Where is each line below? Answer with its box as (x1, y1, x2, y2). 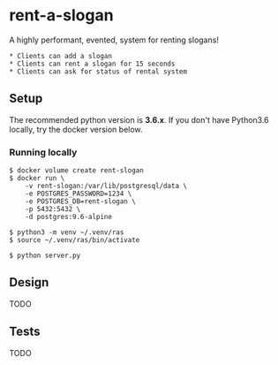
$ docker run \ (9, 174, 65, 183)
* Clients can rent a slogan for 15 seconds (9, 59, 176, 68)
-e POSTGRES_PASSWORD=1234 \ (25, 189, 132, 199)
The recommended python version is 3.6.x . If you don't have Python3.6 (9, 114, 269, 125)
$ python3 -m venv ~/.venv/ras (9, 228, 124, 237)
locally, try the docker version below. (9, 124, 143, 134)
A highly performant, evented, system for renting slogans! (9, 34, 219, 45)
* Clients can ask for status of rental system (9, 67, 188, 76)
